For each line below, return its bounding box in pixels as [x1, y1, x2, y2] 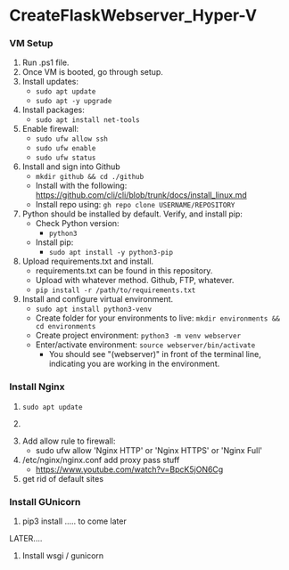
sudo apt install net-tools [35, 116, 140, 125]
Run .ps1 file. [21, 57, 70, 68]
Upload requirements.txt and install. [21, 256, 154, 267]
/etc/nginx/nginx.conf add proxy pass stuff [21, 454, 180, 465]
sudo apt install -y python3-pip [48, 248, 174, 257]
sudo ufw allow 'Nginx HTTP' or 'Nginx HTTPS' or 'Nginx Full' [35, 444, 263, 455]
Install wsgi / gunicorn [21, 550, 104, 561]
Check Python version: [35, 218, 120, 229]
